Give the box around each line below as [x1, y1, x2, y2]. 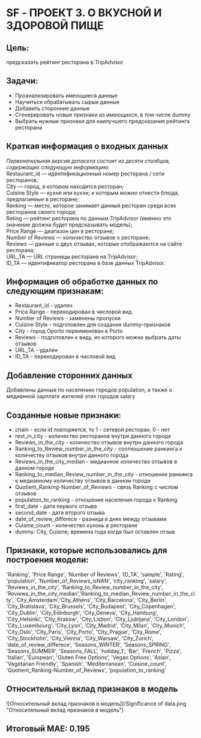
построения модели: [6, 555, 89, 565]
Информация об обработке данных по [6, 277, 158, 287]
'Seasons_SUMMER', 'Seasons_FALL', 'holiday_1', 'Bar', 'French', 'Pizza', [6, 647, 182, 655]
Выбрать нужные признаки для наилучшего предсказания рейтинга [14, 117, 190, 124]
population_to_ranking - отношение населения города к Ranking [14, 496, 178, 504]
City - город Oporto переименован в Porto [14, 327, 123, 334]
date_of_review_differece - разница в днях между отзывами [14, 515, 167, 522]
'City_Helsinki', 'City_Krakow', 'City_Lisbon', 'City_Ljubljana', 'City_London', [6, 616, 189, 623]
